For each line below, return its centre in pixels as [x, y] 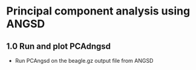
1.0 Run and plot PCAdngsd [58, 46]
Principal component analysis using [98, 11]
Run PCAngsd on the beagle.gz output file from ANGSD [84, 61]
